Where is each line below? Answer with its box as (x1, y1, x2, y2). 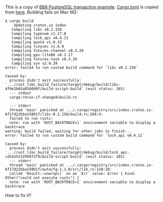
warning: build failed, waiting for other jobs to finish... (5, 129, 132, 134)
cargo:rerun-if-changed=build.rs (9, 95, 77, 100)
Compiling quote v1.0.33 (11, 40, 62, 45)
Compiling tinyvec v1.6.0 (11, 44, 64, 49)
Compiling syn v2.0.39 (11, 61, 57, 66)
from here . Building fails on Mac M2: (5, 9, 78, 15)
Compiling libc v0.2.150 (11, 27, 62, 32)
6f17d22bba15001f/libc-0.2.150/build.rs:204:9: (5, 112, 104, 117)
